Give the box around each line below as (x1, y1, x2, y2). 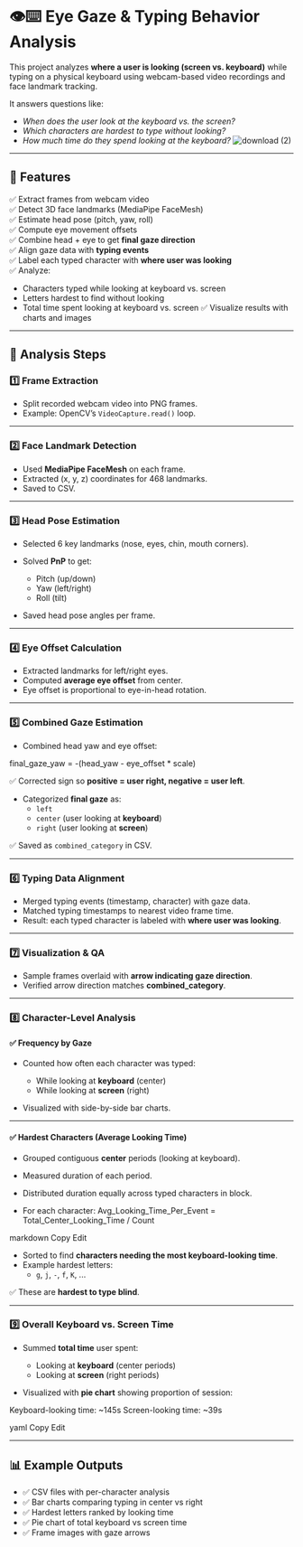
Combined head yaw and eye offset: (22, 740, 158, 751)
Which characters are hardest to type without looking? (22, 125, 226, 136)
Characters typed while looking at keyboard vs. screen (22, 283, 226, 294)
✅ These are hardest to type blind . (9, 1286, 140, 1297)
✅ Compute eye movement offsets (9, 224, 138, 235)
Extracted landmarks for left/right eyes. (22, 665, 169, 677)
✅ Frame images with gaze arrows (22, 1527, 151, 1538)
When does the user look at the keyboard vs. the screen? (22, 116, 236, 127)
